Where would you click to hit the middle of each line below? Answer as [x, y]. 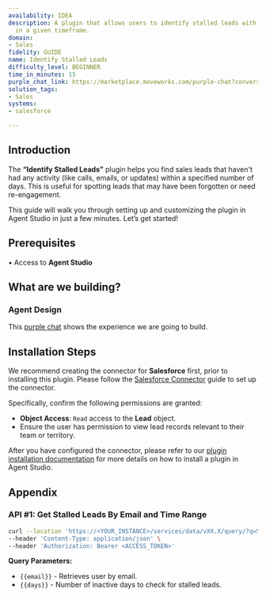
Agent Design [35, 310]
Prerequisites [42, 243]
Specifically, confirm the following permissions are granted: [105, 403]
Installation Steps [52, 352]
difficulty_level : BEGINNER [55, 67]
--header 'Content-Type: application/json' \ [84, 538]
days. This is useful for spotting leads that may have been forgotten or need [132, 186]
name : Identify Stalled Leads [58, 60]
